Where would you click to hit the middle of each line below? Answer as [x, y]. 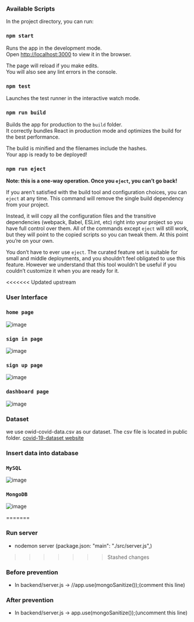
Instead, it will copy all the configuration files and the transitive [81, 216]
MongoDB [17, 494]
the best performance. [33, 137]
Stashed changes [128, 557]
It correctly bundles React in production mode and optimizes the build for [94, 131]
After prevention [30, 600]
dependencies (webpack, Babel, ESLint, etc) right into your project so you [95, 222]
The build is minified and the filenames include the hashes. [77, 149]
